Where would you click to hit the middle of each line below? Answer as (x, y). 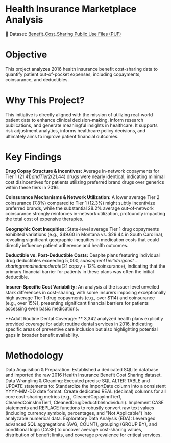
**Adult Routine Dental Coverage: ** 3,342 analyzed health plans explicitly (84, 318)
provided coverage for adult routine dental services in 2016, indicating (79, 324)
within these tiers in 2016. (32, 187)
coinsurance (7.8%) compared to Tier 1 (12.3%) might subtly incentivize (80, 203)
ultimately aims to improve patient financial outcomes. (62, 136)
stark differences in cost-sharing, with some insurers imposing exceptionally (86, 292)
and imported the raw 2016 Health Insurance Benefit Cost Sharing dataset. (84, 375)
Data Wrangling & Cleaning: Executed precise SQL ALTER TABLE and (78, 380)
